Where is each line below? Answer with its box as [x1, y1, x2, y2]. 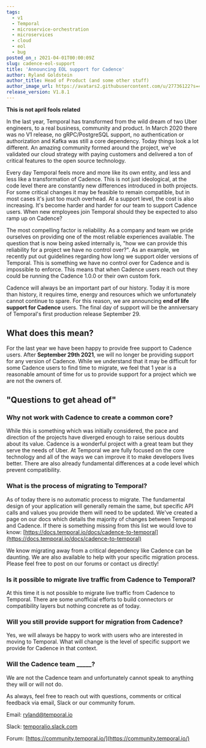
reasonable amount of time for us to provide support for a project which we [6, 370, 197, 378]
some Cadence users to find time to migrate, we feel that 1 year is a [6, 364, 177, 371]
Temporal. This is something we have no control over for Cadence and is [6, 259, 190, 266]
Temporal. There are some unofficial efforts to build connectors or [6, 596, 174, 603]
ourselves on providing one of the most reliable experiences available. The [6, 233, 195, 240]
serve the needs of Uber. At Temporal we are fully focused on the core [6, 447, 185, 454]
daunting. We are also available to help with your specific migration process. [6, 553, 199, 561]
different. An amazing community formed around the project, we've [6, 144, 177, 151]
